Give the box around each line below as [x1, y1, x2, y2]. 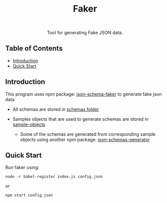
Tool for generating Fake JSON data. [47, 29, 123, 35]
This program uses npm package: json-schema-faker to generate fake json [5, 91, 162, 97]
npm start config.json [5, 193, 53, 198]
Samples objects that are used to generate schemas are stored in [12, 116, 149, 122]
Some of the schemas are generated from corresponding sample [20, 131, 156, 137]
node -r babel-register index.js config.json [5, 174, 103, 179]
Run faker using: [5, 165, 39, 171]
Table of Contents [5, 44, 63, 53]
